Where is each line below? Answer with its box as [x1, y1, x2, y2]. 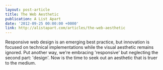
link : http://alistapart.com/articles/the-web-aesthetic [5, 26, 126, 31]
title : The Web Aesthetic [5, 12, 59, 17]
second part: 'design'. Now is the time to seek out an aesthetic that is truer [5, 55, 158, 61]
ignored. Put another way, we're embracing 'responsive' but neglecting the [5, 50, 159, 56]
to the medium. [5, 60, 36, 66]
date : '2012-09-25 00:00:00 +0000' [5, 21, 79, 26]
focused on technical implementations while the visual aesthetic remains [5, 44, 154, 50]
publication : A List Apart [5, 16, 61, 21]
